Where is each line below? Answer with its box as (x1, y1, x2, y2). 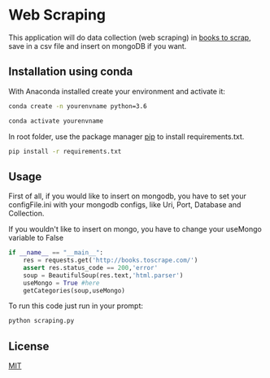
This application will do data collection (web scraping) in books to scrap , (8, 33, 251, 42)
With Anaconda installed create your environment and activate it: (8, 86, 226, 96)
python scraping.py (8, 317, 75, 325)
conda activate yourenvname (8, 116, 104, 125)
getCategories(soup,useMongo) (23, 286, 126, 294)
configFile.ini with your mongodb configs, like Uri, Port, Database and (8, 200, 242, 210)
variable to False (8, 233, 63, 243)
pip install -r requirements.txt (8, 147, 122, 155)
